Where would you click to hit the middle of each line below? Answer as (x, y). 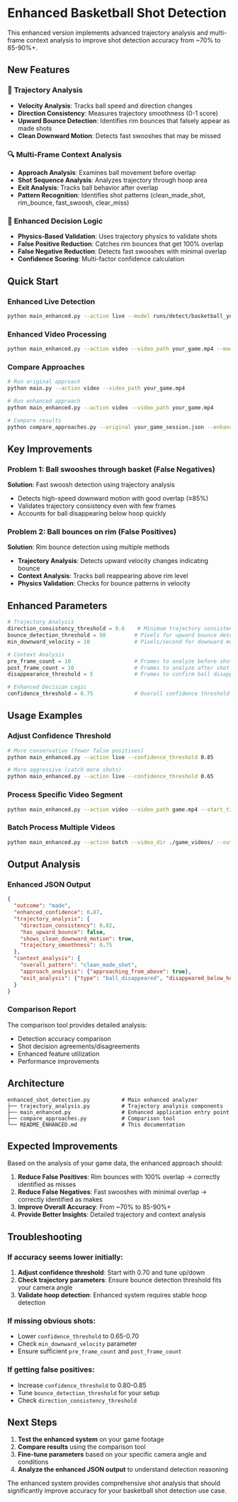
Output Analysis (44, 864)
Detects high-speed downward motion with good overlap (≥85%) (113, 499)
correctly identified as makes (60, 1200)
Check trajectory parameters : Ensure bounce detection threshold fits (119, 1280)
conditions (33, 1462)
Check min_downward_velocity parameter (77, 1344)
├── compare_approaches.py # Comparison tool (91, 1118)
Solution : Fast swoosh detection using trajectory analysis (91, 485)
